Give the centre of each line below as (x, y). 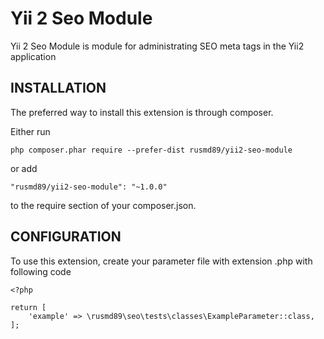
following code (41, 271)
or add (24, 168)
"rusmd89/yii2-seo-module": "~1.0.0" (89, 187)
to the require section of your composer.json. (103, 205)
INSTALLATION (58, 88)
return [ (28, 307)
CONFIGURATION (66, 237)
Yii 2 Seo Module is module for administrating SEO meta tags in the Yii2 (157, 46)
